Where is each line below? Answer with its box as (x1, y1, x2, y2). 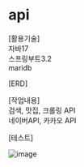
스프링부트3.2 (8, 54, 52, 63)
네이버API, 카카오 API (8, 115, 77, 125)
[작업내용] (8, 95, 40, 105)
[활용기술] (8, 33, 40, 43)
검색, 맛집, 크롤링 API (8, 105, 76, 115)
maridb (8, 62, 32, 72)
